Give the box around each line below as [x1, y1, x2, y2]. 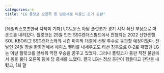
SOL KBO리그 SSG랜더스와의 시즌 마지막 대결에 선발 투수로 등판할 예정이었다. [5, 37, 155, 44]
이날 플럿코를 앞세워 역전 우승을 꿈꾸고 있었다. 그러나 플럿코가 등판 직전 [10, 50, 146, 56]
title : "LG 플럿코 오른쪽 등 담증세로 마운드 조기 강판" [5, 12, 106, 17]
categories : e [5, 7, 34, 12]
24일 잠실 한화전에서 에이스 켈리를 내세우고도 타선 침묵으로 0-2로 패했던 [14, 44, 153, 50]
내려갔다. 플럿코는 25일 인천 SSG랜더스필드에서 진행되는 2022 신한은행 [18, 32, 156, 37]
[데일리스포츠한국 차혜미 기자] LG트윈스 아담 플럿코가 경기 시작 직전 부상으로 [5, 25, 151, 32]
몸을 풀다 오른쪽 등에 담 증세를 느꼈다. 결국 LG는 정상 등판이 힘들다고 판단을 [10, 56, 155, 62]
